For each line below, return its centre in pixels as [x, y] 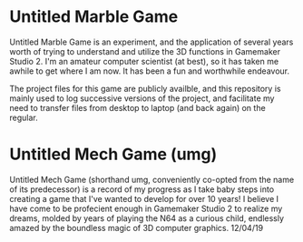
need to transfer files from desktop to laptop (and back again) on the [137, 107]
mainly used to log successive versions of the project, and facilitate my [142, 98]
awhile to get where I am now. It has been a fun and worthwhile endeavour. [150, 71]
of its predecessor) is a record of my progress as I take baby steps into [142, 189]
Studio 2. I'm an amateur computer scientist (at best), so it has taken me [144, 61]
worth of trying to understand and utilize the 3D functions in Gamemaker [145, 51]
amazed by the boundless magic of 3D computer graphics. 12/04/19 [137, 227]
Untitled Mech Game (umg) [113, 154]
